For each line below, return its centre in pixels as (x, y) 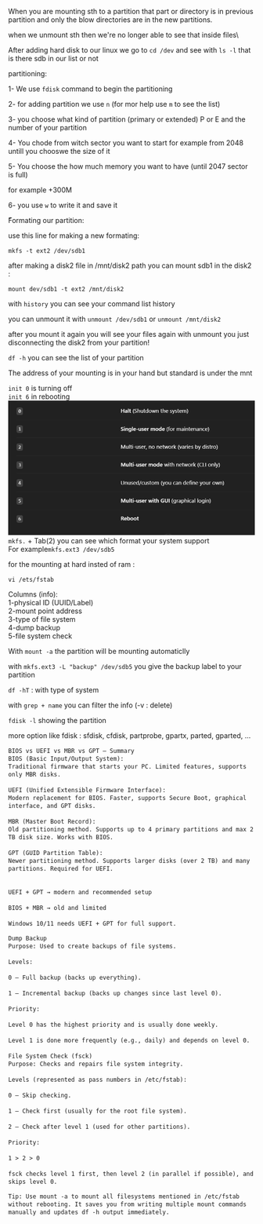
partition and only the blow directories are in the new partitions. (110, 20)
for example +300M (40, 190)
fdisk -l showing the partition (58, 720)
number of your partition (48, 128)
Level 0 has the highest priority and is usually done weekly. (113, 1025)
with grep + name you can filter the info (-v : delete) (90, 705)
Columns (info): (33, 594)
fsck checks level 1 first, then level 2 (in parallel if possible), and (131, 1174)
